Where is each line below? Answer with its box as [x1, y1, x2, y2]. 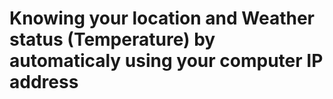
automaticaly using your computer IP [9, 50, 324, 72]
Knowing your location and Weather [9, 7, 316, 30]
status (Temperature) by [9, 28, 216, 51]
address [9, 71, 79, 94]
